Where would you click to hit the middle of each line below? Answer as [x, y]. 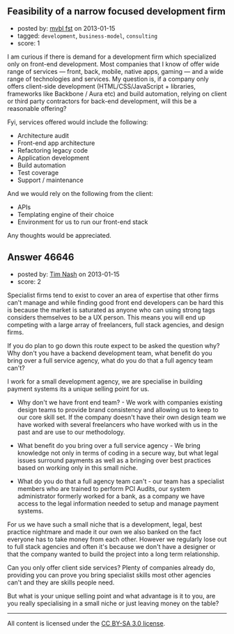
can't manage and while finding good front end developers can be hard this [116, 302]
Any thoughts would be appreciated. [59, 235]
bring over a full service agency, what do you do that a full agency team [110, 360]
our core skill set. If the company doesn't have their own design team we [122, 417]
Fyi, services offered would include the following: [78, 122]
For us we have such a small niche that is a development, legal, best [105, 524]
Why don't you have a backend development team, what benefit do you [110, 353]
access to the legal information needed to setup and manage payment [118, 503]
